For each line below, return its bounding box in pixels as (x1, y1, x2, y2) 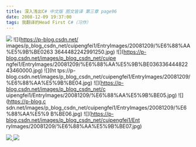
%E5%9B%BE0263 (6, 48, 54, 55)
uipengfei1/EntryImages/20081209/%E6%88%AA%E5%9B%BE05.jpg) (6, 92, 177, 99)
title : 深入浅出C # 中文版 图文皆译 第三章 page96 (6, 8, 117, 15)
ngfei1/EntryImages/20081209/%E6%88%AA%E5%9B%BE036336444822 (6, 61, 188, 68)
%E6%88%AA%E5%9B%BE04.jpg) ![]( (6, 79, 101, 86)
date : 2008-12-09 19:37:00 (6, 14, 72, 20)
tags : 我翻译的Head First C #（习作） (6, 19, 91, 25)
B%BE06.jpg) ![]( (50, 110, 91, 117)
